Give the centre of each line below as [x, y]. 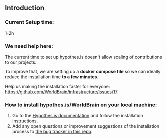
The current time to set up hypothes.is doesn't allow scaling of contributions [83, 57]
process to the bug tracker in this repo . [52, 132]
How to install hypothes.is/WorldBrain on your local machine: [81, 105]
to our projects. [21, 62]
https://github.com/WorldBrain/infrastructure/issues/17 [62, 92]
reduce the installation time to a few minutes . [52, 77]
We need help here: [29, 46]
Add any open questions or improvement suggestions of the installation [86, 126]
